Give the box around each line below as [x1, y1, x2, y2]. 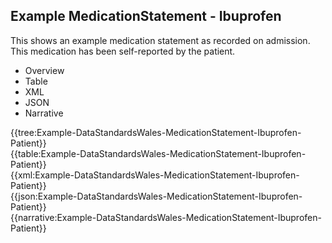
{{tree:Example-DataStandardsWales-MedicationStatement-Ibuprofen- [10, 126, 302, 138]
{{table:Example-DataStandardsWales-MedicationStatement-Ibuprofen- [10, 147, 307, 159]
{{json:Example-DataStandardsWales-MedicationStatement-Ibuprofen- [10, 190, 303, 202]
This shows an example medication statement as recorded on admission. [10, 34, 311, 46]
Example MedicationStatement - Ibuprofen [10, 8, 282, 25]
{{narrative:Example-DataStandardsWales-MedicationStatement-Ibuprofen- [10, 211, 322, 223]
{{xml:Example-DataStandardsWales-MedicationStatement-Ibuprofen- [10, 169, 300, 181]
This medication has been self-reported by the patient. [10, 45, 236, 57]
